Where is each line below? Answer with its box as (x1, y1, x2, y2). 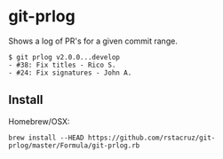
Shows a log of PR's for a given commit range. (8, 36, 179, 46)
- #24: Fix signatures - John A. (8, 68, 132, 77)
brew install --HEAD (8, 133, 85, 142)
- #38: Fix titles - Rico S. (8, 60, 116, 69)
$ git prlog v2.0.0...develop (8, 52, 121, 61)
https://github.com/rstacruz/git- (87, 133, 216, 142)
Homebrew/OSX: (8, 115, 70, 126)
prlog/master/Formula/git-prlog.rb (8, 140, 140, 150)
